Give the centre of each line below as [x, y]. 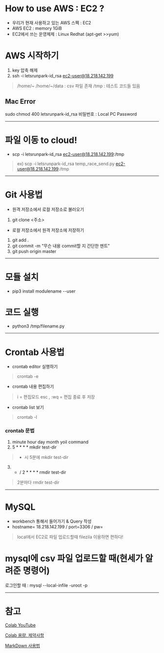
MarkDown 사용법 [23, 646]
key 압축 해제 [25, 70]
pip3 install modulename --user [44, 291]
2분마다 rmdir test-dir [38, 482]
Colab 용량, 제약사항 [25, 635]
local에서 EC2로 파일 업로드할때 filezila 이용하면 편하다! [70, 537]
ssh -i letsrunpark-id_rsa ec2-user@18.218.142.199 [63, 75]
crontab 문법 [20, 431]
